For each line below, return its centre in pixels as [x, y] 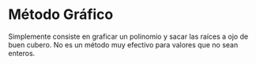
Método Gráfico [61, 15]
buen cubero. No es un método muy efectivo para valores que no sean [123, 44]
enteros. [22, 53]
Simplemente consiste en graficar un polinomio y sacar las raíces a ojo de [128, 36]
